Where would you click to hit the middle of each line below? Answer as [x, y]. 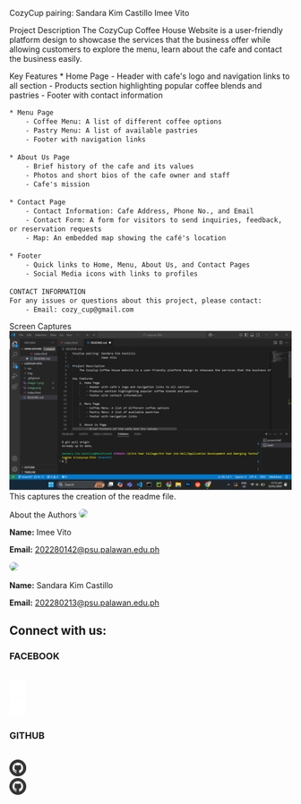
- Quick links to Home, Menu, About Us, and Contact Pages [138, 265]
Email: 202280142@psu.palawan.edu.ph [84, 549]
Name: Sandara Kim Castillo [61, 585]
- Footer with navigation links [86, 140]
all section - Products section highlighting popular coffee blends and [136, 86]
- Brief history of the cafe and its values [110, 167]
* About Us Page [39, 158]
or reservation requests [56, 229]
